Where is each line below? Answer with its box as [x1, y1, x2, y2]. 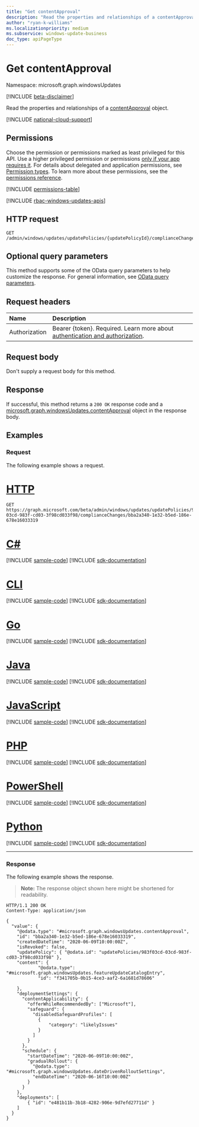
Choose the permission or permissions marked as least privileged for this [6, 149, 185, 156]
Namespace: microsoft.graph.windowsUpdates [6, 81, 121, 88]
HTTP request [6, 214, 59, 224]
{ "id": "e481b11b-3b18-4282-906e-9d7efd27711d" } [27, 1100, 155, 1106]
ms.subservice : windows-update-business [6, 31, 108, 37]
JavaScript [6, 699, 61, 712]
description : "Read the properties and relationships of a [6, 14, 155, 20]
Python [6, 820, 43, 833]
